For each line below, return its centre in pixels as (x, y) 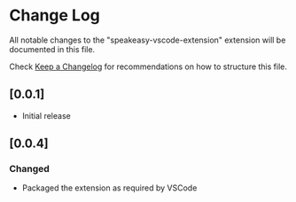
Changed (30, 169)
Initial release (46, 115)
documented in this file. (52, 49)
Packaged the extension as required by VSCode (109, 188)
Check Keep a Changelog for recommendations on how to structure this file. (148, 66)
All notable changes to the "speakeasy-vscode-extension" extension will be (148, 40)
